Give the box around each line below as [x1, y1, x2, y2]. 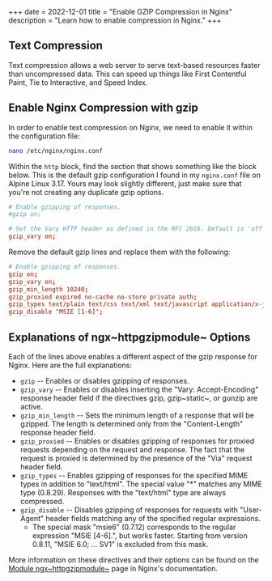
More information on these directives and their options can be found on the [8, 554, 259, 565]
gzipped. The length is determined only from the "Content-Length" [19, 418, 244, 428]
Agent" [19, 513, 45, 523]
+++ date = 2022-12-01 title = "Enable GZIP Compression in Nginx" [8, 7, 233, 16]
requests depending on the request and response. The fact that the [19, 444, 245, 454]
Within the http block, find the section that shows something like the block [8, 161, 257, 171]
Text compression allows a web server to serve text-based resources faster [8, 60, 261, 70]
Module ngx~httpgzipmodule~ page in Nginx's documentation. [8, 563, 219, 573]
